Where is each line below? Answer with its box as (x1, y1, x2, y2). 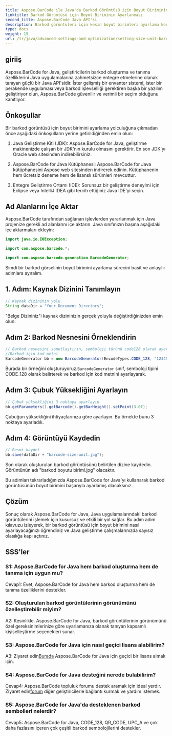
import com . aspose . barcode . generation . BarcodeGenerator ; (5, 255, 130, 261)
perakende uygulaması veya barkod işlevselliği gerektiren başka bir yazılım (5, 85, 163, 91)
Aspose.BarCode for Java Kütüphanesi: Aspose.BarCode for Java (12, 161, 152, 167)
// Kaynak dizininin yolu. (5, 299, 63, 304)
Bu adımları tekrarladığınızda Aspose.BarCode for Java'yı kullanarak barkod (5, 477, 165, 483)
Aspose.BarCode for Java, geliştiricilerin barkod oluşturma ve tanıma (5, 69, 150, 75)
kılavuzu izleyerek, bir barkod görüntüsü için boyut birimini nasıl (5, 522, 140, 528)
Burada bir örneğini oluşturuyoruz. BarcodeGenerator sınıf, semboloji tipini (5, 365, 159, 372)
